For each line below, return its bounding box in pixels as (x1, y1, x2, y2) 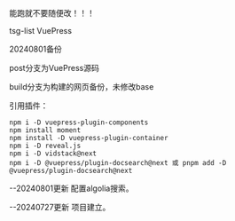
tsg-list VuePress (9, 26, 73, 36)
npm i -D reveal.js (9, 141, 82, 150)
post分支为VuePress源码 (9, 63, 99, 73)
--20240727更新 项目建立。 (9, 202, 111, 212)
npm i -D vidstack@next (9, 149, 98, 158)
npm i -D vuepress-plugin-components (9, 118, 149, 127)
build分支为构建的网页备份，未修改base (9, 82, 154, 91)
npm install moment (9, 126, 82, 135)
